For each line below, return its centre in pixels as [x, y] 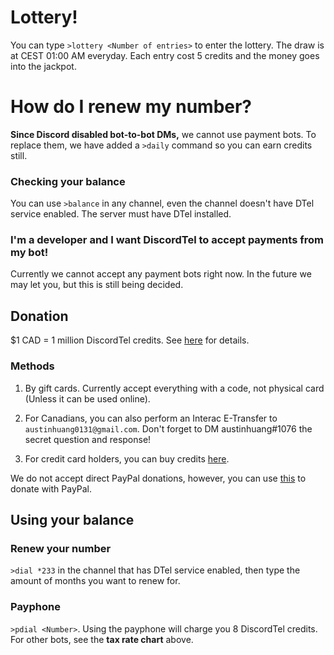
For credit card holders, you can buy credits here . [127, 458]
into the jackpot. [43, 66]
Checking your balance [68, 181]
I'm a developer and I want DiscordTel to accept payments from [167, 240]
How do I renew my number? [131, 107]
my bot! [29, 253]
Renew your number [61, 548]
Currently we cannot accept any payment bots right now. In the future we [161, 274]
